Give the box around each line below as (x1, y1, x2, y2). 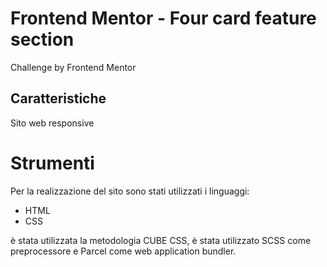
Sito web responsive (10, 117, 95, 129)
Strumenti (10, 152, 95, 174)
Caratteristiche (10, 90, 107, 107)
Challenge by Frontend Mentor (10, 61, 137, 73)
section (10, 28, 75, 51)
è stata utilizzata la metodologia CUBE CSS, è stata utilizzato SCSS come (10, 234, 312, 246)
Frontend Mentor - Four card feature (10, 7, 317, 30)
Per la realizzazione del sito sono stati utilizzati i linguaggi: (10, 185, 250, 197)
